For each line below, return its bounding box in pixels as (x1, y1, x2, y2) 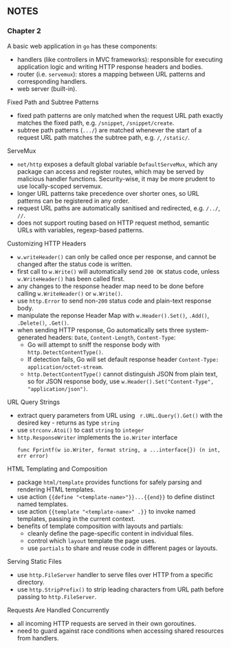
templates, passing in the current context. (16, 514, 135, 523)
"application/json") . (27, 384, 88, 392)
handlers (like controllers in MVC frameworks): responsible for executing (16, 55, 223, 63)
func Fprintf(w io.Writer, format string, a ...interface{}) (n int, (16, 446, 221, 454)
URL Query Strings (7, 398, 60, 406)
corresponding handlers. (16, 77, 87, 85)
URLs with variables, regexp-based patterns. (16, 225, 144, 234)
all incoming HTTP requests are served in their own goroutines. (16, 619, 197, 627)
